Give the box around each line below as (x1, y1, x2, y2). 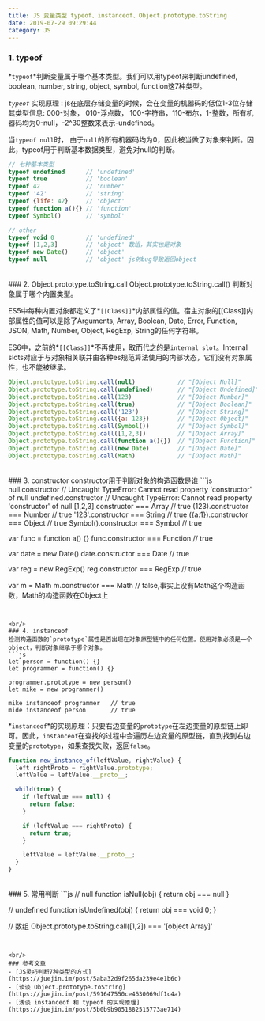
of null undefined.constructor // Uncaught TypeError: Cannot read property (8, 492, 252, 503)
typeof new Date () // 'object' (8, 249, 125, 256)
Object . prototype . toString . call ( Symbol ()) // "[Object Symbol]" (8, 423, 248, 431)
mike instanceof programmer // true (8, 699, 136, 707)
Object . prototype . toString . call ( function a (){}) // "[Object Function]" (8, 437, 256, 446)
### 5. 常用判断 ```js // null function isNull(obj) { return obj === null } (8, 890, 230, 899)
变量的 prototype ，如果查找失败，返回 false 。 (8, 741, 155, 750)
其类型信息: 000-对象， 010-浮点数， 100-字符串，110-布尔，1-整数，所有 (8, 108, 247, 117)
